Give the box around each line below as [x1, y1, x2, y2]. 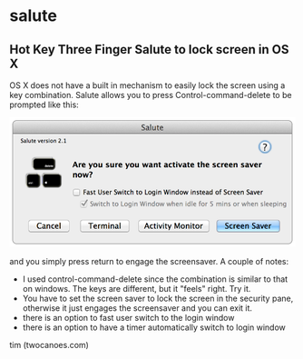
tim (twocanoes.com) [9, 340, 89, 351]
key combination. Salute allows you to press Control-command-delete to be [9, 90, 292, 100]
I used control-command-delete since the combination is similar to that [22, 274, 288, 284]
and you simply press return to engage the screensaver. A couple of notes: [9, 256, 289, 267]
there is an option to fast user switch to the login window [22, 313, 235, 324]
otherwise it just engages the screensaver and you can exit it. [22, 303, 252, 314]
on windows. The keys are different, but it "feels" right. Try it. [22, 284, 251, 294]
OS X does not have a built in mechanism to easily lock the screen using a [9, 80, 286, 91]
